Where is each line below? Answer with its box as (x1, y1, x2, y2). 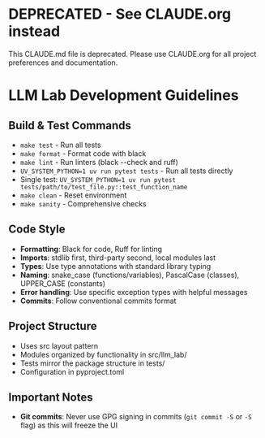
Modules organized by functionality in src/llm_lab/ (19, 349, 187, 359)
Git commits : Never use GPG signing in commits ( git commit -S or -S (19, 412, 253, 422)
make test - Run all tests (19, 140, 101, 150)
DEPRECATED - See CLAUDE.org (8, 5, 232, 24)
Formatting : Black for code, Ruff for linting (19, 244, 163, 254)
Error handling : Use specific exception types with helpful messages (19, 287, 248, 297)
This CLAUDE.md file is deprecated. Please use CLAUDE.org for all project (8, 49, 257, 59)
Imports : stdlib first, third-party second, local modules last (19, 253, 216, 262)
